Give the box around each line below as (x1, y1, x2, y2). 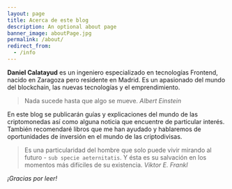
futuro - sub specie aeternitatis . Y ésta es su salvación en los (24, 153, 207, 161)
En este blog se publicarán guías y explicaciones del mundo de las (7, 109, 199, 119)
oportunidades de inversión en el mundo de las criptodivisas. (7, 132, 183, 140)
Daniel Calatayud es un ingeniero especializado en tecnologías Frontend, (7, 68, 218, 77)
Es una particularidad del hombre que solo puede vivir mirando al (24, 146, 212, 154)
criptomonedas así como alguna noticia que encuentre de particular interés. (7, 117, 225, 126)
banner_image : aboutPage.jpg (7, 29, 92, 37)
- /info (13, 50, 36, 56)
